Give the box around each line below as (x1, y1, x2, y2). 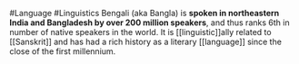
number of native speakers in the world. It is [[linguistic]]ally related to (9, 27, 272, 37)
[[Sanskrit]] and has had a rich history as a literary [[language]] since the (9, 36, 282, 47)
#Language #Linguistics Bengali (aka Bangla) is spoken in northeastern (9, 8, 280, 18)
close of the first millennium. (9, 46, 116, 57)
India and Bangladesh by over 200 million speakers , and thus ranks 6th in (9, 17, 290, 28)
